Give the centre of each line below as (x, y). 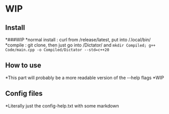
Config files (24, 93)
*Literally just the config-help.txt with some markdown (62, 106)
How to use (23, 66)
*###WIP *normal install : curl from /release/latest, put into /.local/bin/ (78, 40)
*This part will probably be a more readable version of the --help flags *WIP (85, 78)
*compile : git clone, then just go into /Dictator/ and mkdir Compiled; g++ (80, 45)
